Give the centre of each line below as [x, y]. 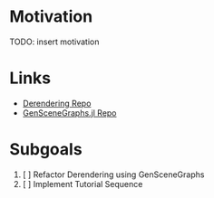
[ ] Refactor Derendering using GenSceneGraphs [113, 174]
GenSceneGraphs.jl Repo [69, 113]
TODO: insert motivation [54, 42]
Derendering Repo [57, 103]
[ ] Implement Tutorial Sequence [83, 184]
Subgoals [46, 150]
